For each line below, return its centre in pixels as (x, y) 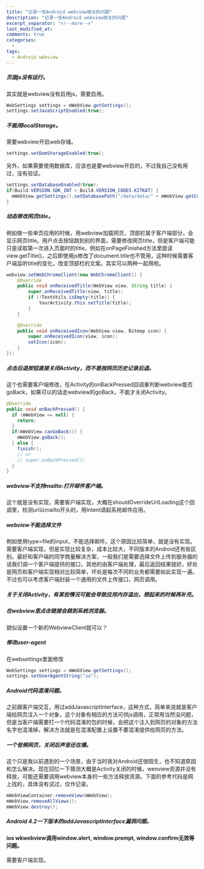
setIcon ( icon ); (47, 342)
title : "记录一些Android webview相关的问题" (59, 12)
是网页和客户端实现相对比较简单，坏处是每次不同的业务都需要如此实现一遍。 (102, 572)
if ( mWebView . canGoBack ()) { (47, 432)
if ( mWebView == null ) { (43, 415)
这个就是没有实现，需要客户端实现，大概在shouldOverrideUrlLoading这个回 (101, 503)
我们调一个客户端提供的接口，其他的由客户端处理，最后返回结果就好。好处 (104, 564)
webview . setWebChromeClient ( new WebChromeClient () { (74, 275)
